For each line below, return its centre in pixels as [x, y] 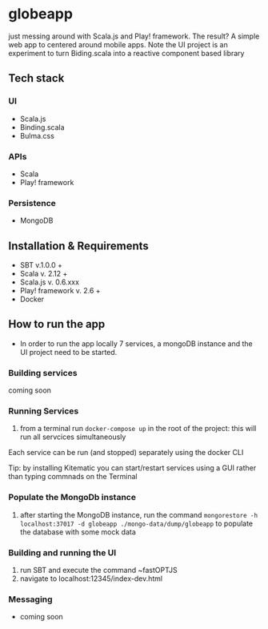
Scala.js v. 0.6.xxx [50, 282]
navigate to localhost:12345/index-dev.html [91, 579]
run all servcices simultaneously [73, 437]
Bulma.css [37, 135]
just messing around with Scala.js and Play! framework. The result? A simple [134, 36]
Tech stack [36, 78]
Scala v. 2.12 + [44, 274]
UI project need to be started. [68, 352]
